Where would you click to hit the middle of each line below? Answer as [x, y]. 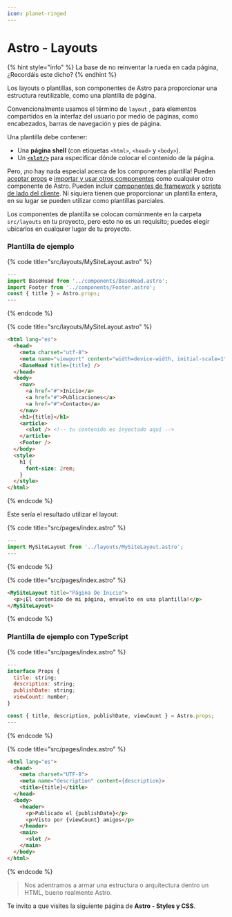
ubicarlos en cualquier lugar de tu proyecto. [69, 229]
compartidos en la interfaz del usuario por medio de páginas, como [103, 116]
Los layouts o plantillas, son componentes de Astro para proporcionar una [112, 88]
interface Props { [33, 671]
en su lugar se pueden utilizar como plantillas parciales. [86, 200]
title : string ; [35, 678]
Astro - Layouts [52, 47]
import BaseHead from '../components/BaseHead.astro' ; [88, 281]
